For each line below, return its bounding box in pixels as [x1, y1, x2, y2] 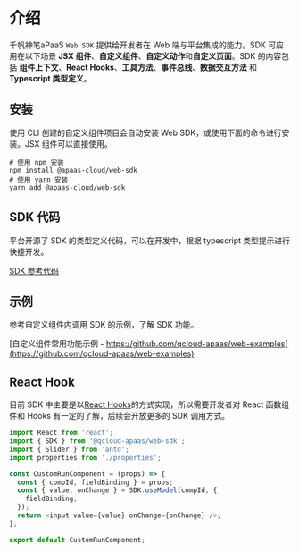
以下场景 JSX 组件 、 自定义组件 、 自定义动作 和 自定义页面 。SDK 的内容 [24, 50, 282, 61]
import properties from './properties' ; [9, 453, 162, 462]
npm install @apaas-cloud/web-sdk [9, 166, 138, 174]
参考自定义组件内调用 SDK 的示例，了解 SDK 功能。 [9, 319, 199, 330]
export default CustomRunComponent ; [9, 535, 145, 544]
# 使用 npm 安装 [9, 157, 64, 166]
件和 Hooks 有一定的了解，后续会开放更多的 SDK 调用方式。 [9, 411, 230, 421]
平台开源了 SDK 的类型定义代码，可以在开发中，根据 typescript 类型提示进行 [9, 234, 291, 246]
